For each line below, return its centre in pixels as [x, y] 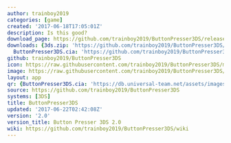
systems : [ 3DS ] [29, 97]
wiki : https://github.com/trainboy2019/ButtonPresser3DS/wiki [98, 129]
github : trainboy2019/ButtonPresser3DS [64, 58]
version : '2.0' [29, 115]
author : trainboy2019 [38, 13]
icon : [15, 65]
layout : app [24, 77]
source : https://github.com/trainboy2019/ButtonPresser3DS [93, 90]
